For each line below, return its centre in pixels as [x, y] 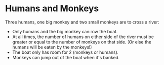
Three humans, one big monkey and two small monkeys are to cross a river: [82, 22]
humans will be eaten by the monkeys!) [52, 47]
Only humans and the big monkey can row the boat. [65, 31]
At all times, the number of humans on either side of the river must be [83, 37]
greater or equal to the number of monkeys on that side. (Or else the [82, 42]
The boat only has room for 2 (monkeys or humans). [65, 52]
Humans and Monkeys [52, 9]
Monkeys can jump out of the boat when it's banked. [66, 57]
